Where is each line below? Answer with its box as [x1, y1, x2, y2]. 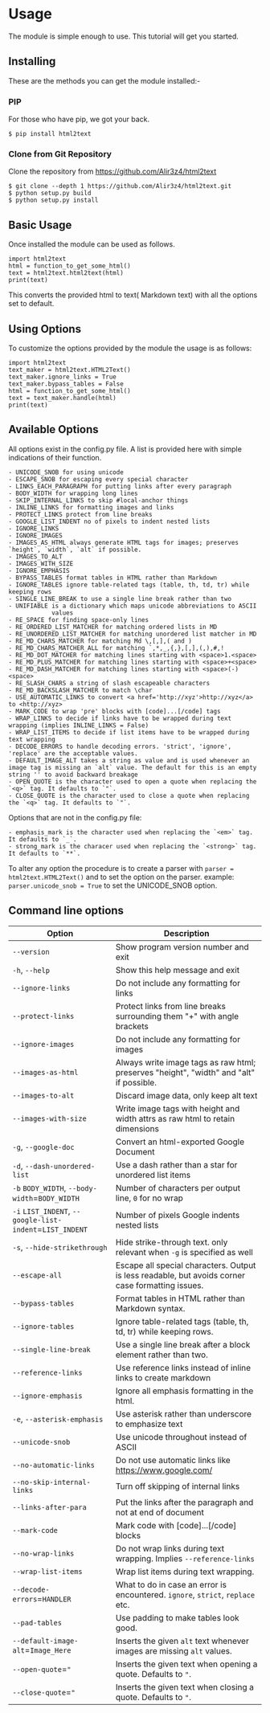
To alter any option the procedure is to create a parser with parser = [8, 863, 235, 873]
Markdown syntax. [115, 1302, 186, 1314]
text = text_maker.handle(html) [8, 394, 117, 402]
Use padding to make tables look [115, 1612, 239, 1623]
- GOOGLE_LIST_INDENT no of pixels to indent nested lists [8, 517, 211, 525]
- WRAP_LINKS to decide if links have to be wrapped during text [8, 714, 231, 722]
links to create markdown [115, 1372, 211, 1383]
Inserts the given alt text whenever [115, 1635, 249, 1646]
